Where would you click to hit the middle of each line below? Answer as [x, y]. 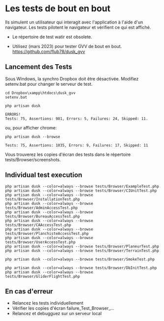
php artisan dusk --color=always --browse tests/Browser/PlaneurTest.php [82, 246]
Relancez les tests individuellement [48, 303]
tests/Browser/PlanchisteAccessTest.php [47, 233]
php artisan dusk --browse [33, 137]
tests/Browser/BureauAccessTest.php [42, 216]
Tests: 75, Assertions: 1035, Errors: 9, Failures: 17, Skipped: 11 [77, 145]
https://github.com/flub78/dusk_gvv [49, 51]
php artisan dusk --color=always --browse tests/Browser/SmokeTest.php [80, 259]
